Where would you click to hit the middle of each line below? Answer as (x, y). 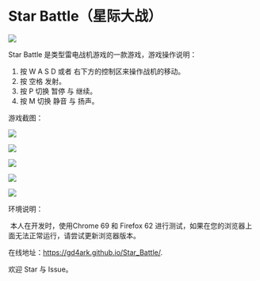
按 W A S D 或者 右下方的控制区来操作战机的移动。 (102, 71)
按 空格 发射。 (42, 81)
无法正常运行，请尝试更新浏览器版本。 (77, 235)
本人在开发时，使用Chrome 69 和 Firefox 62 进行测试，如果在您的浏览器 (128, 226)
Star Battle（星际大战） (85, 16)
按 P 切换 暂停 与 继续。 (58, 91)
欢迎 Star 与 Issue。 (40, 269)
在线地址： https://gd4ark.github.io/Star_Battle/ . (86, 252)
